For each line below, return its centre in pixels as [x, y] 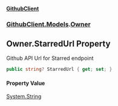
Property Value [26, 83]
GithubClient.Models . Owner [48, 24]
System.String [24, 96]
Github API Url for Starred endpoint [50, 58]
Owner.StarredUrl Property [58, 43]
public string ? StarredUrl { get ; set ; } [59, 70]
